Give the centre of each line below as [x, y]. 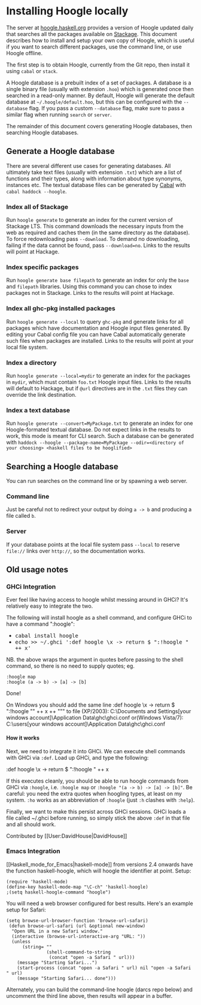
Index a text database [38, 410]
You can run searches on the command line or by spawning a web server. [97, 481]
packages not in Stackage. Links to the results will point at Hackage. [90, 293]
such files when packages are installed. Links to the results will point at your [100, 340]
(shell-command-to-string [79, 952]
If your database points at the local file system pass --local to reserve [93, 544]
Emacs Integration [33, 851]
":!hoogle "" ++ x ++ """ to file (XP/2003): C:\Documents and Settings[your [99, 711]
